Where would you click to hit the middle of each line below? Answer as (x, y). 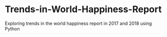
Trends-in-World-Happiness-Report (83, 9)
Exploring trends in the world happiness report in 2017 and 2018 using (78, 23)
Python (12, 28)
